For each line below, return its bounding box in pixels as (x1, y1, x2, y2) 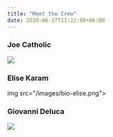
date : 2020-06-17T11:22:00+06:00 (7, 17, 105, 24)
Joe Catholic (7, 40, 51, 50)
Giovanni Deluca (7, 107, 65, 117)
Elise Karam (7, 73, 49, 83)
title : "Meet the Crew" (7, 10, 77, 18)
